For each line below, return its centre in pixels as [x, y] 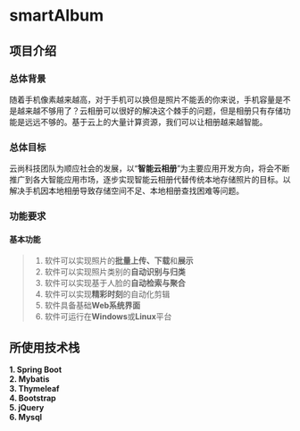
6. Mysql [26, 418]
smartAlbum [57, 16]
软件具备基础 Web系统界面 [92, 306]
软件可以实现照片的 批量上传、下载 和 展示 [119, 261]
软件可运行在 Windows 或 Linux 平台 [108, 317]
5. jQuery [27, 408]
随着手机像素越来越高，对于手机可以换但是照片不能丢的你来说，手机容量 [142, 99]
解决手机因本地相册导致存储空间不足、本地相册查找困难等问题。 [126, 191]
